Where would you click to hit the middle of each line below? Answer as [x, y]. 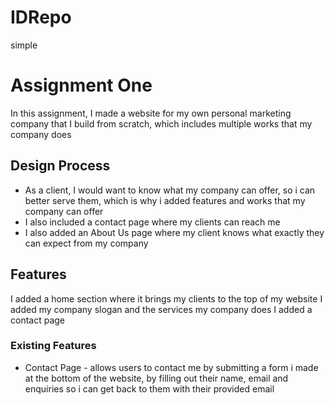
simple [24, 45]
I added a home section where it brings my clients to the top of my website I [166, 298]
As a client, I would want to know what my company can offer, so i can [170, 190]
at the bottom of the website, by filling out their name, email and [156, 378]
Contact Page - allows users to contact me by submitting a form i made [171, 367]
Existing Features [53, 346]
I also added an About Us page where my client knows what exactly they [174, 232]
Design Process [60, 166]
